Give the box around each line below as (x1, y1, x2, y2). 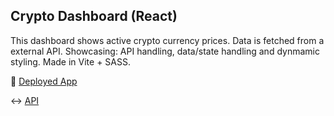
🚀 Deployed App (10, 75, 78, 87)
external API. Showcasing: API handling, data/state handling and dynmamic (10, 45, 320, 57)
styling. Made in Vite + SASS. (10, 55, 132, 68)
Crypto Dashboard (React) (10, 8, 178, 25)
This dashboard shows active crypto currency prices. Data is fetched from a (10, 34, 325, 46)
